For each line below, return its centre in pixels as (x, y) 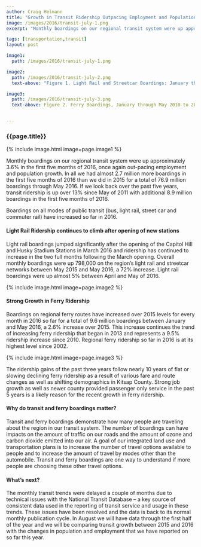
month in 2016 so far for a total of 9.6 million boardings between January (96, 320)
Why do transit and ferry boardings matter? (61, 408)
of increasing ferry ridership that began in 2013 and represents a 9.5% (93, 333)
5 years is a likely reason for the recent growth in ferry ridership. (86, 395)
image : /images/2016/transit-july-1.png (57, 23)
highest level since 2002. (37, 346)
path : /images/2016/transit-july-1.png (61, 61)
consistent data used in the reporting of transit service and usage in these (97, 506)
